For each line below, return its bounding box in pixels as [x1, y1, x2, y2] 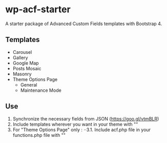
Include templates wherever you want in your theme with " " [12, 121, 138, 127]
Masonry [12, 71, 32, 77]
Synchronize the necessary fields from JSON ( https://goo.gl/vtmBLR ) [12, 115, 159, 121]
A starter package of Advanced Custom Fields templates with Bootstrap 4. [5, 21, 162, 27]
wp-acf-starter [5, 4, 71, 15]
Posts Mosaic [12, 65, 41, 71]
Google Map [12, 60, 39, 66]
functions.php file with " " [12, 132, 66, 138]
